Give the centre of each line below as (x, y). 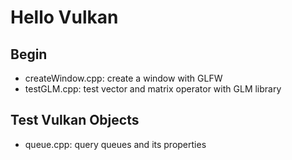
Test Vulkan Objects (75, 120)
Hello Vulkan (64, 17)
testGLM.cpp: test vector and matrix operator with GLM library (153, 89)
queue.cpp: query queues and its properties (115, 144)
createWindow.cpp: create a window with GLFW (123, 78)
